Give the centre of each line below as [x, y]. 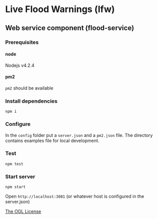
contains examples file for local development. [52, 140]
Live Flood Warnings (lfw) [60, 9]
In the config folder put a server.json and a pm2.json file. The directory [79, 135]
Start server [20, 176]
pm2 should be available [29, 88]
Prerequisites [22, 42]
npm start [16, 187]
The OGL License [23, 211]
